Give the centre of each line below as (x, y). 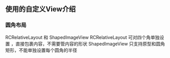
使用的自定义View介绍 (40, 9)
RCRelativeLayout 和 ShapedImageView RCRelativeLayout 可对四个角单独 (82, 37)
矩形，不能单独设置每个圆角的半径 (41, 50)
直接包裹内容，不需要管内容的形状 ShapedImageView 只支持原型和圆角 (90, 44)
